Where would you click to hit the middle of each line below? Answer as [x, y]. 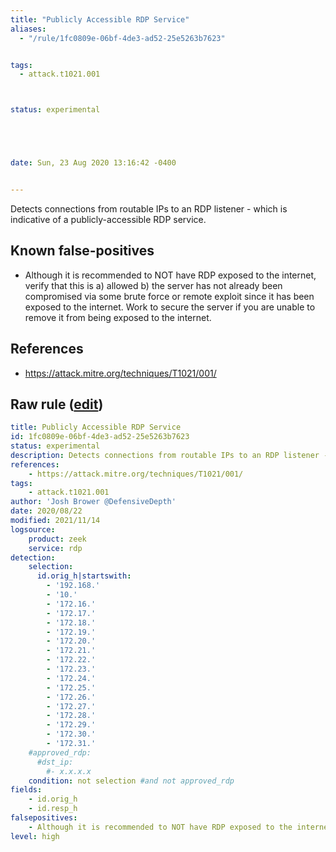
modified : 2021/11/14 [55, 521]
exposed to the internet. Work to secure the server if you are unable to [170, 307]
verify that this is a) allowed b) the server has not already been [153, 285]
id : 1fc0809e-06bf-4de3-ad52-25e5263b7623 [100, 437]
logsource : [33, 529]
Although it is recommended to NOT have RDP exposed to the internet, [170, 275]
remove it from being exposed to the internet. [118, 317]
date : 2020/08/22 [46, 511]
